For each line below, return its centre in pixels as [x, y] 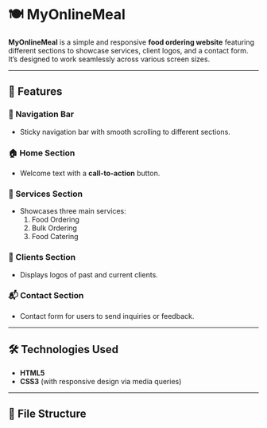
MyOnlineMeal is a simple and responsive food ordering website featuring [132, 42]
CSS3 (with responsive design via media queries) [101, 381]
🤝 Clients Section [42, 257]
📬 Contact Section [46, 296]
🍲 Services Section [46, 194]
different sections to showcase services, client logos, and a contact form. [128, 50]
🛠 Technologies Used [64, 349]
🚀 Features [35, 92]
